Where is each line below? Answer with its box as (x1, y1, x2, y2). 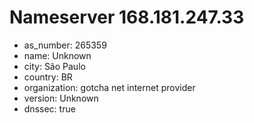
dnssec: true (23, 102, 76, 115)
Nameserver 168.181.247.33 (9, 6, 245, 29)
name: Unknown (23, 49, 92, 61)
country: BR (23, 71, 73, 83)
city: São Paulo (23, 60, 86, 72)
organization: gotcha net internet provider (23, 81, 196, 93)
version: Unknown (23, 92, 99, 104)
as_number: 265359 (23, 39, 107, 51)
